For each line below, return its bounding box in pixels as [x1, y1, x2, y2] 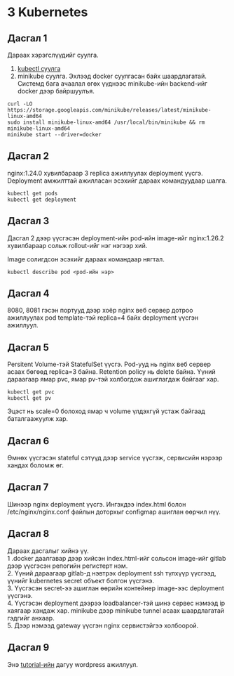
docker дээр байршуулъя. [17, 87, 95, 95]
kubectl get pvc [7, 389, 55, 396]
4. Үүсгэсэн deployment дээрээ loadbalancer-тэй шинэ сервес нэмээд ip [7, 599, 226, 607]
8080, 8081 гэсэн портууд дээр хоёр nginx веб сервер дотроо [7, 306, 193, 315]
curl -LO [7, 100, 33, 108]
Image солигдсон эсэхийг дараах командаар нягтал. [7, 254, 165, 264]
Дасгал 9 [7, 642, 50, 654]
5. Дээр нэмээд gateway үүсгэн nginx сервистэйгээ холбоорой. [7, 621, 199, 630]
